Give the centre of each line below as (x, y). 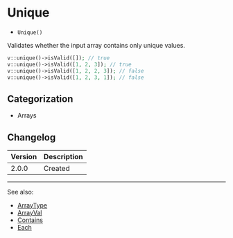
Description (63, 157)
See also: (20, 192)
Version (24, 157)
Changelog (32, 137)
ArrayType (32, 205)
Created (57, 169)
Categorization (40, 99)
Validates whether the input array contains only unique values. (96, 45)
